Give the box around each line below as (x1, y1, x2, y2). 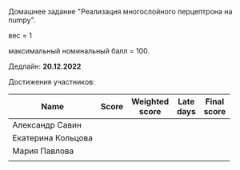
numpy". (8, 15, 36, 25)
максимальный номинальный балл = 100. (8, 46, 150, 55)
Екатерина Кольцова (12, 132, 94, 143)
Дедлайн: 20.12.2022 (8, 61, 82, 71)
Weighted (130, 96, 170, 107)
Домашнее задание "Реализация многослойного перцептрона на (8, 7, 233, 16)
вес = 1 (8, 31, 32, 40)
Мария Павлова (12, 145, 74, 156)
